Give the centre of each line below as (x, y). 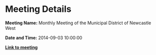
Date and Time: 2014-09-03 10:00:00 (44, 38)
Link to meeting (22, 47)
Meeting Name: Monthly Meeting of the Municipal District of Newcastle (78, 23)
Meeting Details (38, 9)
